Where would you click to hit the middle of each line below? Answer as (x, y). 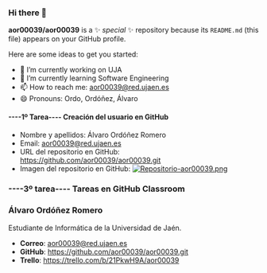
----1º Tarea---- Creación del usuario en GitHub (89, 117)
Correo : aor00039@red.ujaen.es (74, 243)
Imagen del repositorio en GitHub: (75, 168)
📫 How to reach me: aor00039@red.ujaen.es (94, 88)
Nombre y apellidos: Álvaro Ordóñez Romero (93, 135)
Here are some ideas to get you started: (74, 54)
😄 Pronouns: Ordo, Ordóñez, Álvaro (79, 99)
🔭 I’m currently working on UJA (71, 70)
